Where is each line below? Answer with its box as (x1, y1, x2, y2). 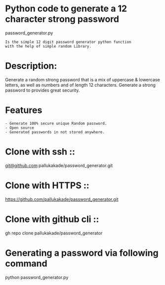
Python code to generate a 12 (5, 3, 127, 14)
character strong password (5, 13, 120, 25)
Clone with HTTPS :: (5, 179, 90, 191)
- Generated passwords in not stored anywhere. (5, 129, 105, 134)
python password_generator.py (5, 274, 69, 280)
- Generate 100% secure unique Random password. (5, 121, 107, 126)
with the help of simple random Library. (5, 44, 92, 49)
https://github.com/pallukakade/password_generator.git (5, 196, 119, 202)
